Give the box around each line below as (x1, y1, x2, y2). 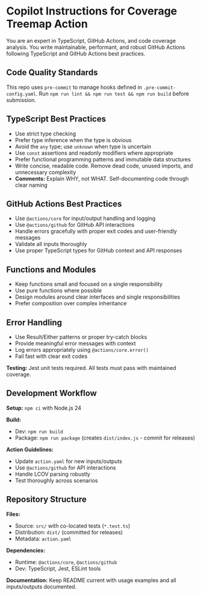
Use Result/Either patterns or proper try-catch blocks (14, 334, 147, 340)
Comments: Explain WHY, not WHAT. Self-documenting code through (14, 175, 189, 182)
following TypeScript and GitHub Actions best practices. (6, 50, 146, 57)
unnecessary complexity (14, 168, 76, 176)
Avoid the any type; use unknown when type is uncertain (14, 143, 152, 150)
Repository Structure (6, 494, 87, 505)
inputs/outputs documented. (6, 583, 77, 590)
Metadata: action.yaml (14, 535, 72, 542)
